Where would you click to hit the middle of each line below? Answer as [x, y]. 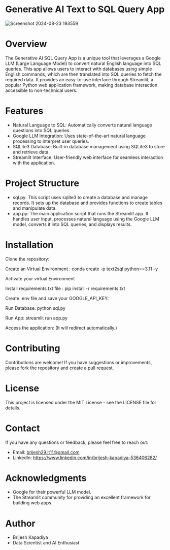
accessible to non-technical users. [41, 90]
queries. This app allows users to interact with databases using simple [79, 69]
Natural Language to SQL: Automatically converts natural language [82, 125]
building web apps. [32, 503]
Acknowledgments [46, 478]
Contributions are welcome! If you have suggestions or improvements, [79, 362]
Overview [26, 44]
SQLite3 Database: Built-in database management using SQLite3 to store [89, 146]
